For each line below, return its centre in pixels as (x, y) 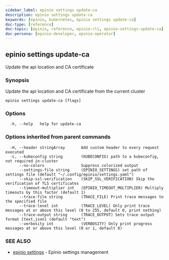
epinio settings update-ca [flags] (43, 101)
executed (15, 152)
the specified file (26, 201)
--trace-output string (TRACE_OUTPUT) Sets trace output (87, 215)
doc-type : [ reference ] (29, 24)
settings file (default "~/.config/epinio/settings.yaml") (70, 175)
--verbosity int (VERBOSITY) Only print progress (86, 224)
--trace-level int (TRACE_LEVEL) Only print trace (84, 206)
